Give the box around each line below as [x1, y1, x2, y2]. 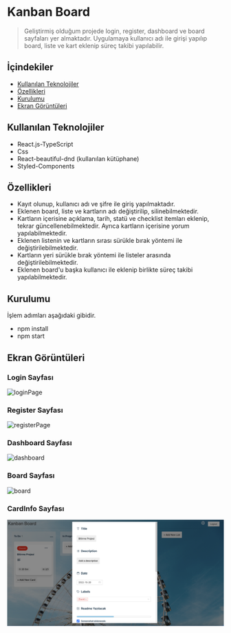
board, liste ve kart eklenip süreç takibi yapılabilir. [23, 41, 164, 50]
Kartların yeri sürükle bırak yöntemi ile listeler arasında [16, 251, 171, 259]
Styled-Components [16, 162, 75, 170]
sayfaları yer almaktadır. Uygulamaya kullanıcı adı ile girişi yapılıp [23, 34, 208, 42]
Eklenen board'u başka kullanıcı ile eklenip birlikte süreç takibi [16, 266, 193, 274]
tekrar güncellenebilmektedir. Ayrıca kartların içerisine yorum [16, 222, 190, 230]
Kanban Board [7, 4, 91, 20]
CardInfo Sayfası [7, 504, 65, 513]
